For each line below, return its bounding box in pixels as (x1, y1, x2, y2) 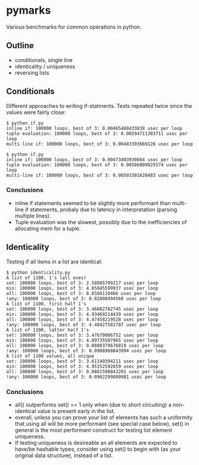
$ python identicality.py (6, 269, 70, 275)
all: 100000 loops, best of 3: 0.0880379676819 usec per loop (6, 342, 164, 349)
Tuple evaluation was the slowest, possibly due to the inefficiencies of (14, 218, 187, 225)
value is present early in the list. (37, 407, 116, 414)
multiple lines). (14, 212, 51, 219)
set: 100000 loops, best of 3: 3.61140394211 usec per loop (6, 358, 159, 364)
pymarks (6, 4, 51, 17)
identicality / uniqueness (14, 63, 76, 70)
